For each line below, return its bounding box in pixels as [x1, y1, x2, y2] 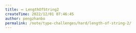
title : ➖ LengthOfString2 [5, 7, 59, 12]
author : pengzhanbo [5, 16, 45, 21]
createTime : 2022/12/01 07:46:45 [5, 12, 74, 16]
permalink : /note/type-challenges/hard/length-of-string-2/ [5, 20, 132, 26]
